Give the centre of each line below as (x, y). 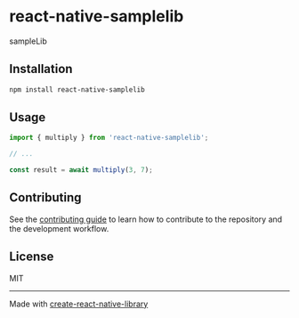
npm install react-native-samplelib (77, 90)
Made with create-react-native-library (79, 304)
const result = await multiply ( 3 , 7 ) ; (81, 170)
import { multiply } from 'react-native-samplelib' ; (109, 138)
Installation (41, 69)
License (32, 257)
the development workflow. (59, 228)
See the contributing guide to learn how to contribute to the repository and (146, 219)
